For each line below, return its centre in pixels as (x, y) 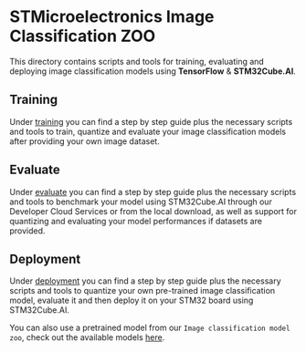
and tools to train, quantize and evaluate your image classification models (148, 131)
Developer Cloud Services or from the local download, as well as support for (153, 211)
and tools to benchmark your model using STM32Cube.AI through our (141, 202)
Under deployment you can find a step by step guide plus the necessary (145, 281)
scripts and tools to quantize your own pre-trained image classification (142, 291)
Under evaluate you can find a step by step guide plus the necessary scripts (153, 192)
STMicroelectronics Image (112, 17)
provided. (27, 231)
